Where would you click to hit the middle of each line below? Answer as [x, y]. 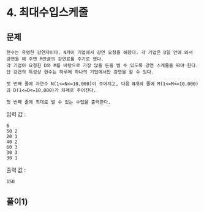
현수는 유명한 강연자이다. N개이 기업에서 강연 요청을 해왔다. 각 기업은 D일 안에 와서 [100, 53]
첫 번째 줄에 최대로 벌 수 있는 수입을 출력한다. [59, 102]
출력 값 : [16, 170]
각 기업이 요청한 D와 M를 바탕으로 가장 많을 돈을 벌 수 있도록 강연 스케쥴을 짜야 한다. [102, 65]
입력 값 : [16, 114]
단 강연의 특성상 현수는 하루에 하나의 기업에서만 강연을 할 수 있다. [80, 72]
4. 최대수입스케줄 [47, 13]
